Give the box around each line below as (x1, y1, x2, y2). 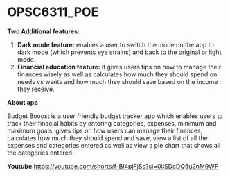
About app (7, 98, 38, 106)
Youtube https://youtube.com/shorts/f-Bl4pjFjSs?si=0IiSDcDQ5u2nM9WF (7, 162, 219, 170)
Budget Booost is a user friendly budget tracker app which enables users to (7, 112, 223, 120)
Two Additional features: (7, 27, 80, 35)
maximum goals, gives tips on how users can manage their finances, (7, 126, 203, 135)
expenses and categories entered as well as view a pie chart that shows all (7, 141, 221, 149)
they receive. (17, 85, 55, 93)
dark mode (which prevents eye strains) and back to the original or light (17, 48, 222, 56)
